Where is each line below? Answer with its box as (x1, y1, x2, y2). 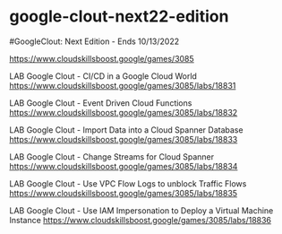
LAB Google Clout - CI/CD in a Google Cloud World (9, 70, 197, 82)
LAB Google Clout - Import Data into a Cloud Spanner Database (9, 124, 244, 135)
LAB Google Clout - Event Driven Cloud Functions (9, 97, 192, 108)
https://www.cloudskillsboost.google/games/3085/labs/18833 (9, 134, 238, 144)
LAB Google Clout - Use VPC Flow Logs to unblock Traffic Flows (9, 178, 247, 189)
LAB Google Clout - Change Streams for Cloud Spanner (9, 151, 215, 162)
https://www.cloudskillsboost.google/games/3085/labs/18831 (9, 80, 236, 91)
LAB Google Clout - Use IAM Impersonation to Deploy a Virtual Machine (9, 204, 274, 216)
